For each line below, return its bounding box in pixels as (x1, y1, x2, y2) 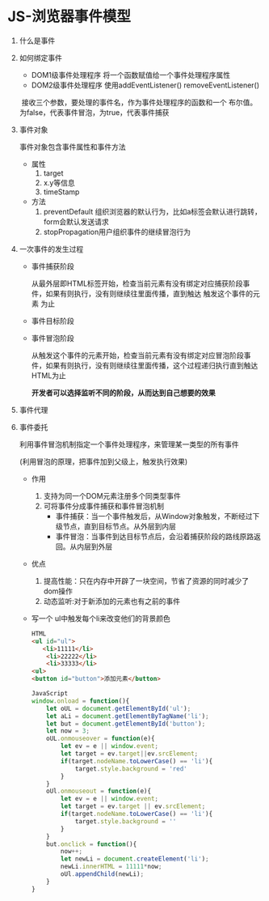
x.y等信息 (43, 177, 75, 187)
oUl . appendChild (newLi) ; (60, 870, 145, 878)
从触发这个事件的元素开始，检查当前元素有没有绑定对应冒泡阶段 (31, 350, 244, 360)
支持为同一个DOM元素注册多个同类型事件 (43, 491, 181, 500)
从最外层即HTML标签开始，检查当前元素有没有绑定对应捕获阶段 (31, 278, 243, 288)
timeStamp (43, 187, 80, 197)
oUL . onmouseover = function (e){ (46, 734, 155, 743)
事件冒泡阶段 (31, 333, 74, 342)
